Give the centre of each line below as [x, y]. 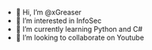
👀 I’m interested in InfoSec [59, 21]
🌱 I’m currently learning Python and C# [79, 29]
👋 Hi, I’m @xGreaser [48, 12]
